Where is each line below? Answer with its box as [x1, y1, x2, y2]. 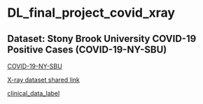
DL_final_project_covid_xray [7, 5, 176, 21]
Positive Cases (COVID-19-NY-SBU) [7, 43, 167, 55]
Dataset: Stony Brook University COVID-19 [7, 33, 197, 45]
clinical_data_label [7, 89, 60, 97]
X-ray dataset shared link [7, 75, 80, 84]
